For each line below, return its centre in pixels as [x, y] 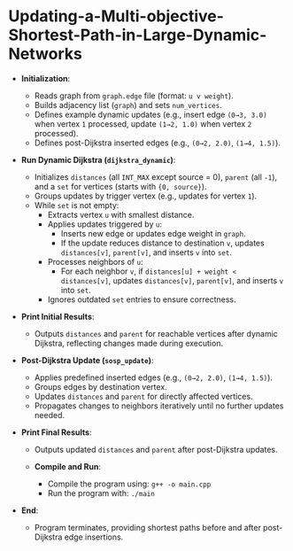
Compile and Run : [68, 466]
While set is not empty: [77, 205]
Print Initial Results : [58, 316]
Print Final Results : [56, 432]
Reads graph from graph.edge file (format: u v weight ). [134, 96]
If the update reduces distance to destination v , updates [162, 243]
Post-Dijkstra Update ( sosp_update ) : [87, 360]
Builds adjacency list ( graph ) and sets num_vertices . [128, 105]
